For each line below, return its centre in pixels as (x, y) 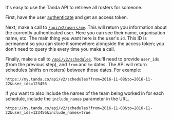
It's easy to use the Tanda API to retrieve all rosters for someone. (74, 7)
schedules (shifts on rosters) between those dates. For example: (73, 70)
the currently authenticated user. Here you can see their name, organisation (85, 33)
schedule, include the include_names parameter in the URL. (68, 99)
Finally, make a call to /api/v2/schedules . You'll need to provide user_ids (82, 59)
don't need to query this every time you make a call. (60, 49)
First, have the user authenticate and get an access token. (67, 17)
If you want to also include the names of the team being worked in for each (85, 93)
